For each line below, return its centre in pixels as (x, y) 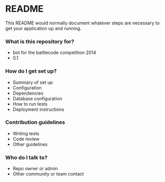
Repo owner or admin (35, 169)
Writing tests (26, 133)
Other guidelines (30, 144)
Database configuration (37, 98)
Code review (26, 139)
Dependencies (28, 93)
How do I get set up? (31, 71)
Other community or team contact (48, 174)
